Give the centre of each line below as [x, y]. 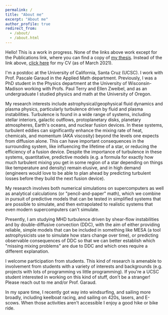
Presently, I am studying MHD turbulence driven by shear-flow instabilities [82, 219]
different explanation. [27, 251]
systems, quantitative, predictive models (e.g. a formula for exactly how [79, 157]
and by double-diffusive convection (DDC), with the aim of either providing [82, 225]
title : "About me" [24, 15]
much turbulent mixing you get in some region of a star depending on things [84, 162]
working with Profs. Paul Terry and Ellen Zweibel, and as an [86, 88]
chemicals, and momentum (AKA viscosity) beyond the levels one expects [82, 136]
